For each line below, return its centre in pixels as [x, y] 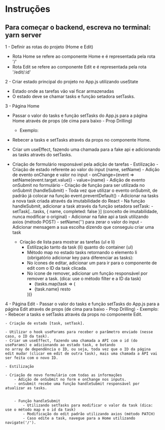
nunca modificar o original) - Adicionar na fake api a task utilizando [80, 216]
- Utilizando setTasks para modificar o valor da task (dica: [88, 405]
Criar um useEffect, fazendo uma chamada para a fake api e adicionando [86, 149]
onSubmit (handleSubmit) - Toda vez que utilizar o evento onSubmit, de [85, 190]
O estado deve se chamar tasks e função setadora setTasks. [74, 96]
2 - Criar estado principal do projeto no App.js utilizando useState [72, 82]
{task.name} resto [52, 289]
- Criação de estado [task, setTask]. [45, 323]
